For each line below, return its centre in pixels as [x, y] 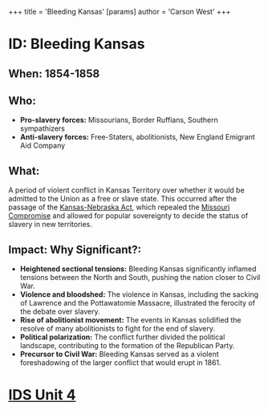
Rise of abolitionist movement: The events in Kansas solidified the [130, 320]
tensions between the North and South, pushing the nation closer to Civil [140, 278]
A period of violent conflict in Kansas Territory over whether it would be [126, 190]
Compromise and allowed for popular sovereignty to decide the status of [128, 216]
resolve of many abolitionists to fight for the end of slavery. [117, 329]
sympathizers [43, 128]
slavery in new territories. [50, 225]
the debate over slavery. [60, 311]
